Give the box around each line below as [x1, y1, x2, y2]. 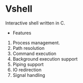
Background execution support [12, 56, 78, 62]
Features [12, 30, 32, 36]
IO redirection [12, 67, 42, 73]
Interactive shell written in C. [5, 20, 65, 26]
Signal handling [12, 72, 45, 78]
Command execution [12, 50, 57, 57]
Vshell [5, 3, 33, 15]
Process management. [12, 39, 60, 46]
